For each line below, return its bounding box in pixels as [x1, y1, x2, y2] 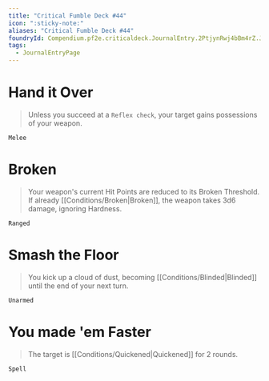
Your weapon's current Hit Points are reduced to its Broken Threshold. [27, 186, 260, 196]
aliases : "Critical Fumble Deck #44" [8, 26, 134, 34]
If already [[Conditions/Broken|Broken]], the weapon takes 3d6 [27, 195, 236, 205]
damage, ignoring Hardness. [27, 203, 122, 213]
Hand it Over [8, 83, 94, 102]
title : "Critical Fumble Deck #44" [8, 11, 127, 20]
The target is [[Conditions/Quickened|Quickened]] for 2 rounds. [27, 349, 239, 359]
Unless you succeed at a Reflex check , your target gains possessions [27, 110, 258, 119]
